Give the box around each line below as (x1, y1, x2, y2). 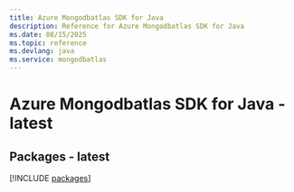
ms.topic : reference (9, 38, 88, 48)
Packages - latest (9, 149, 110, 164)
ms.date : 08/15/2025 (9, 30, 88, 39)
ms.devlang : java (9, 47, 75, 56)
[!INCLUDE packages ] (9, 173, 91, 183)
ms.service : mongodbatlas (9, 55, 107, 64)
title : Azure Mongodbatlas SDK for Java (9, 13, 165, 23)
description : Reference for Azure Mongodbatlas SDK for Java (9, 22, 245, 31)
